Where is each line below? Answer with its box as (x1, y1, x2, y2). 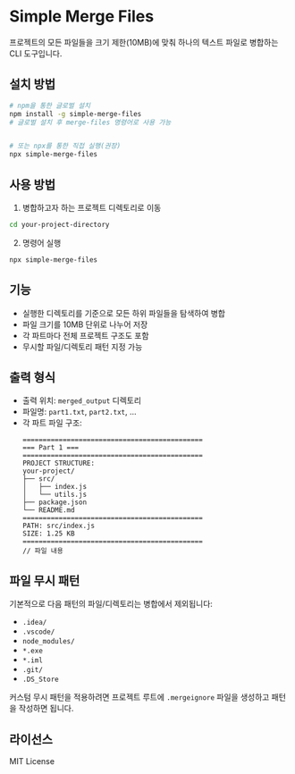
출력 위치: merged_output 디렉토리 (21, 395, 141, 406)
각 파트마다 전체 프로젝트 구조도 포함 (21, 330, 149, 341)
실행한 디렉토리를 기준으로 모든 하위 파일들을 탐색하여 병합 (21, 307, 226, 318)
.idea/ (21, 618, 47, 627)
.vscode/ (21, 627, 55, 636)
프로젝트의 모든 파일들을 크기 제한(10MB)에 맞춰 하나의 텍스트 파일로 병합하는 (9, 37, 279, 47)
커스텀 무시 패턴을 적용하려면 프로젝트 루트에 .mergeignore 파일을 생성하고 (9, 692, 270, 702)
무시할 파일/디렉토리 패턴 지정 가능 (21, 341, 143, 352)
